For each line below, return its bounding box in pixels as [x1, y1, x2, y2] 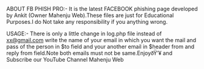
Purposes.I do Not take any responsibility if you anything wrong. [6, 18, 168, 25]
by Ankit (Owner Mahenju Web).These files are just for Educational [6, 12, 174, 19]
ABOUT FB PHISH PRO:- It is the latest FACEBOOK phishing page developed [6, 5, 199, 12]
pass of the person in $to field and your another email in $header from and [6, 43, 195, 50]
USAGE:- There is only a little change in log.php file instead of [6, 30, 162, 37]
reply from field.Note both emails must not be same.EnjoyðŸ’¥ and [6, 49, 173, 57]
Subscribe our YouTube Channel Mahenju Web [6, 56, 124, 63]
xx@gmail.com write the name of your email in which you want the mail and [6, 37, 197, 43]
